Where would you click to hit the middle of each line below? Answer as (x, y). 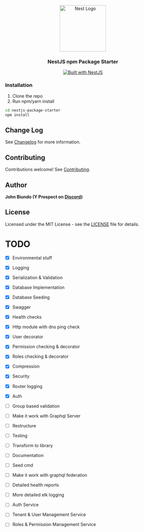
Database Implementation (38, 287)
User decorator (28, 337)
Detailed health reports (36, 485)
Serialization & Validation (37, 277)
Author (16, 185)
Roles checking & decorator (40, 356)
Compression (26, 366)
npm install (17, 115)
